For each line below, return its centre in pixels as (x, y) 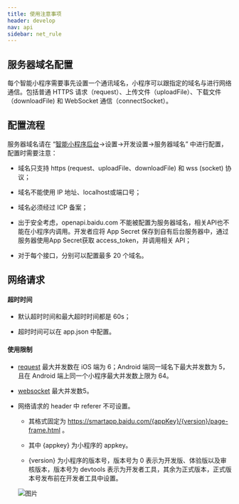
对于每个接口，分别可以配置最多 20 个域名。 (83, 255)
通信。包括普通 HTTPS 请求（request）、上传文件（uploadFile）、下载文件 (115, 92)
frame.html (44, 430)
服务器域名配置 (40, 65)
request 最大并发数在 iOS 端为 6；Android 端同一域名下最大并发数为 (117, 366)
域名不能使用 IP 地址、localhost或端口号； (79, 192)
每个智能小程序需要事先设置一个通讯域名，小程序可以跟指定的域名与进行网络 (119, 83)
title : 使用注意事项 (34, 14)
